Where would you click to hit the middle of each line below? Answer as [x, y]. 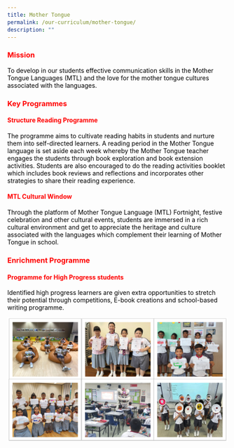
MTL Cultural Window [40, 197]
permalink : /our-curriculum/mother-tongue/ [72, 22]
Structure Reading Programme [53, 120]
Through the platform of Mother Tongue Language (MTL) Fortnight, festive [115, 212]
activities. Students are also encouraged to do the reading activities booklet [116, 166]
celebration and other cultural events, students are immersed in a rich [108, 220]
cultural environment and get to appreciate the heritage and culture [104, 227]
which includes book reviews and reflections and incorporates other [106, 173]
